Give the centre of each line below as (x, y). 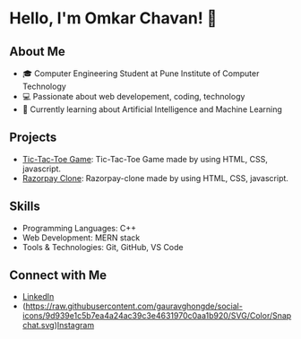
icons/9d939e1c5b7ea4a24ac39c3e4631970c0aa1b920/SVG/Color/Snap (157, 316)
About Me (37, 52)
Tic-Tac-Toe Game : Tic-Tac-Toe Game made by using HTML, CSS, (145, 159)
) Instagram (74, 326)
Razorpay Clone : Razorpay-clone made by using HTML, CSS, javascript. (155, 178)
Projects (33, 138)
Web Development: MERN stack (81, 238)
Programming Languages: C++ (79, 228)
